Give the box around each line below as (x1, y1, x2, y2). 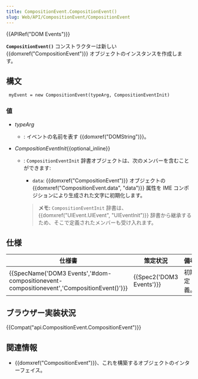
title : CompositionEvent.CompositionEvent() (6, 8, 117, 15)
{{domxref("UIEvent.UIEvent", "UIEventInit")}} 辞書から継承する (38, 211, 192, 218)
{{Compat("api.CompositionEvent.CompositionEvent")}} (6, 324, 141, 331)
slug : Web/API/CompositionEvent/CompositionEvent (6, 14, 131, 20)
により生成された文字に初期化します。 (52, 191, 146, 198)
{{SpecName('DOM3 (9, 269, 67, 277)
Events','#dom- (67, 269, 112, 277)
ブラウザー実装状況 (6, 308, 76, 318)
